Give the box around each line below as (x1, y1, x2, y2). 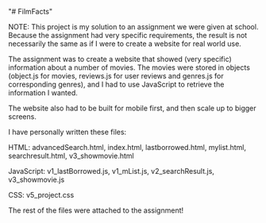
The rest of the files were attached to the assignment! (8, 206, 184, 215)
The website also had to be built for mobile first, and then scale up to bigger (8, 103, 256, 113)
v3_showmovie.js (8, 175, 65, 184)
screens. (8, 112, 37, 121)
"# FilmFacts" (8, 7, 53, 16)
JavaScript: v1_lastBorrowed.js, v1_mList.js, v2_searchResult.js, (8, 167, 214, 175)
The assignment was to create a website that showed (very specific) (8, 55, 232, 63)
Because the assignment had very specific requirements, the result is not (8, 31, 248, 40)
